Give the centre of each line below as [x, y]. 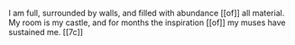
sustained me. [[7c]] [46, 32]
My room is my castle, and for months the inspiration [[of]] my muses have [147, 22]
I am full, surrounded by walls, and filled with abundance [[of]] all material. [147, 13]
